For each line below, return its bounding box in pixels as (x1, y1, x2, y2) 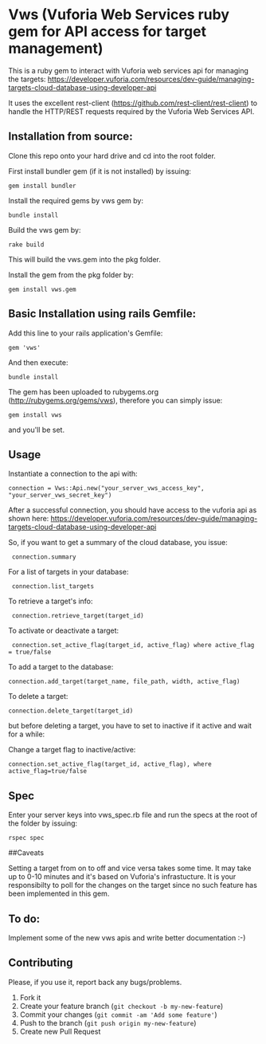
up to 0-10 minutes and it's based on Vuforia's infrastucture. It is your (8, 872, 237, 881)
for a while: (8, 729, 45, 739)
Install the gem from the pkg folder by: (8, 269, 134, 280)
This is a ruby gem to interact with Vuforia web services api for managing (8, 65, 249, 75)
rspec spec (8, 834, 45, 842)
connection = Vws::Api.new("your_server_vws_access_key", (8, 485, 205, 493)
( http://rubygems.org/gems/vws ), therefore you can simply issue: (8, 395, 223, 405)
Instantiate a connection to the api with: (8, 469, 138, 479)
